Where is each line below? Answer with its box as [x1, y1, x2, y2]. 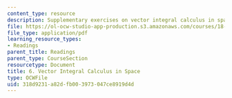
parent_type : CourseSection [7, 55, 88, 62]
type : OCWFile [7, 74, 48, 81]
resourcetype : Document [7, 61, 76, 68]
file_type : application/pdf [7, 29, 88, 37]
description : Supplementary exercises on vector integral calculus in [7, 17, 215, 23]
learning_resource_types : [7, 36, 81, 43]
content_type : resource [7, 10, 76, 17]
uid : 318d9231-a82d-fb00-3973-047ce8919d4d [7, 81, 135, 88]
